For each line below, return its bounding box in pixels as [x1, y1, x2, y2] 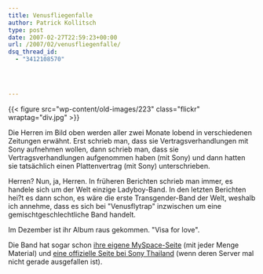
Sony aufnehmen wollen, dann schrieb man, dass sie [8, 144, 179, 154]
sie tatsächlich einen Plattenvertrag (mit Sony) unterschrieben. [8, 161, 210, 170]
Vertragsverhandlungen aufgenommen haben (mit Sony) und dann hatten [8, 152, 246, 162]
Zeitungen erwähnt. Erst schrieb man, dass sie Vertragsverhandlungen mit [8, 136, 249, 145]
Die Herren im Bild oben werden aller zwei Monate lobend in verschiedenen [8, 127, 253, 137]
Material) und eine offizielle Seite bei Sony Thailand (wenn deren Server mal [8, 248, 254, 258]
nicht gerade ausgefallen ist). [8, 257, 103, 266]
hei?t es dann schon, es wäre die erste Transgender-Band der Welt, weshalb [8, 193, 256, 203]
